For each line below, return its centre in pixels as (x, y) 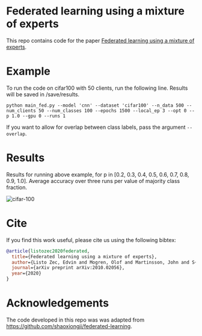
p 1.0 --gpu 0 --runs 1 (36, 116)
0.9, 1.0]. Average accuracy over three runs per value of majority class (93, 181)
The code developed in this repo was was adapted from (75, 320)
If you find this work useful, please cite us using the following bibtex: (91, 240)
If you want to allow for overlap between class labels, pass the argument (96, 127)
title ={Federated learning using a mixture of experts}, (84, 257)
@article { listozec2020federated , (48, 251)
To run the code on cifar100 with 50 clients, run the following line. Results (97, 88)
